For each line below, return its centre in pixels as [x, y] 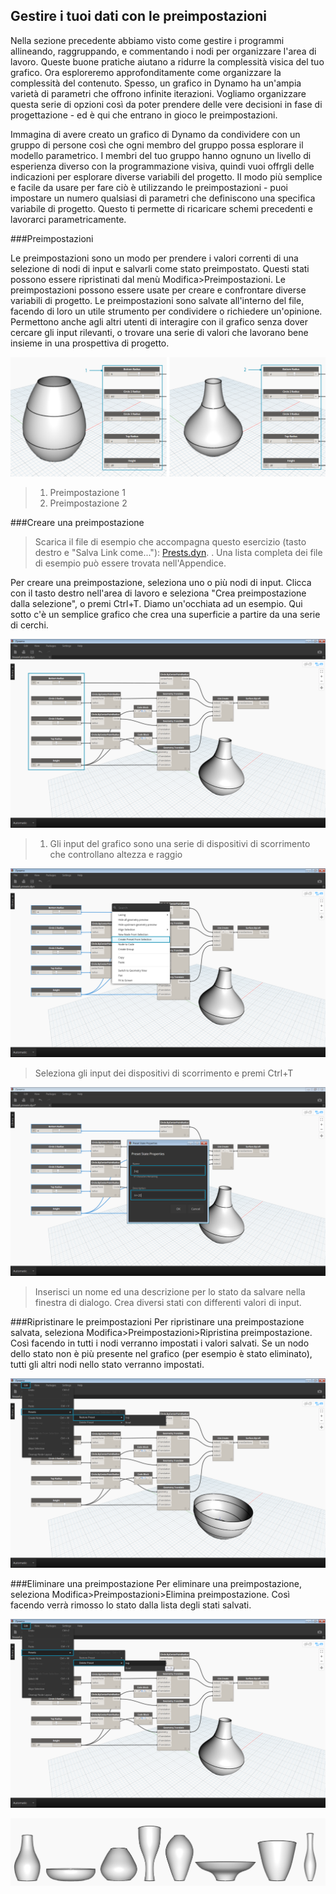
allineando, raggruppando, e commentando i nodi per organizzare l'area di [163, 51]
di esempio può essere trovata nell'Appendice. [130, 563]
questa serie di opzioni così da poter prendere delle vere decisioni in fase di [166, 104]
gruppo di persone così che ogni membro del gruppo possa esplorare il [157, 145]
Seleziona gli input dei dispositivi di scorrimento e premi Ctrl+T [164, 1073]
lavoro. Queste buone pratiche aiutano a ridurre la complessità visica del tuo [167, 61]
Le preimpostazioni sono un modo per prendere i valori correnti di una [154, 258]
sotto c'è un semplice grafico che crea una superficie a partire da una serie [165, 614]
